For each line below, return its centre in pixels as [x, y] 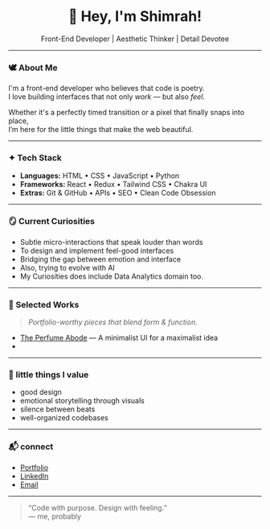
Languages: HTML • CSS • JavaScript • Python [100, 176]
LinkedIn [34, 476]
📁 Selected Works [44, 304]
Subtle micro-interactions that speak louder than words [111, 242]
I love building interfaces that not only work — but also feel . [107, 97]
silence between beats [57, 409]
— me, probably [55, 516]
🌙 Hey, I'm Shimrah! [135, 17]
